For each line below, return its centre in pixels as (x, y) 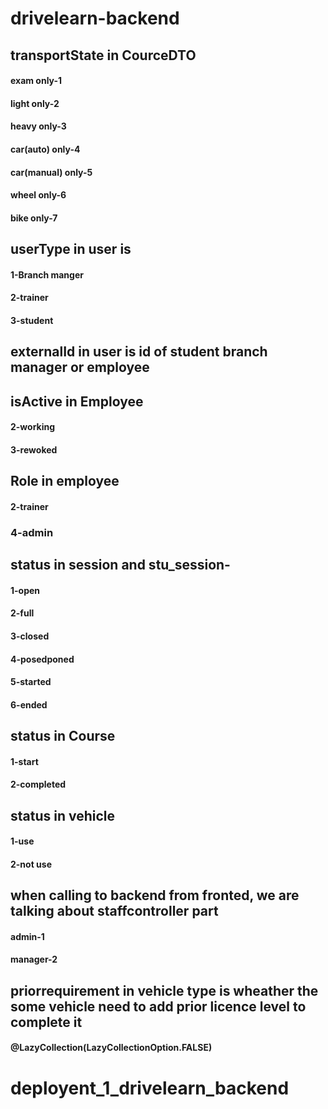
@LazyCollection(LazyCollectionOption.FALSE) (111, 1048)
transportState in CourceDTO (103, 55)
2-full (22, 613)
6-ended (29, 704)
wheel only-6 (38, 195)
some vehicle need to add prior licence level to (158, 1006)
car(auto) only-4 (45, 149)
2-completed (38, 784)
